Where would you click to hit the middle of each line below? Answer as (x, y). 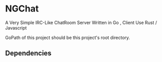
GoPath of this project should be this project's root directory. (67, 37)
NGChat (22, 9)
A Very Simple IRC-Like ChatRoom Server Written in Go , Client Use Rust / (81, 22)
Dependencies (28, 53)
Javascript (16, 27)
